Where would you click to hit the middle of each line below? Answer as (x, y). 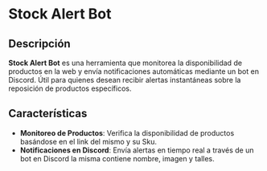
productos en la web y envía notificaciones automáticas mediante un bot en (134, 71)
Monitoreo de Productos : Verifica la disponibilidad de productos (127, 132)
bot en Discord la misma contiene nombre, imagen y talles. (117, 158)
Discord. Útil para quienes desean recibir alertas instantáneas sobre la (125, 80)
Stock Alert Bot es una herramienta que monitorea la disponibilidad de (125, 63)
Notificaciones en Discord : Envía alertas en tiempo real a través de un (137, 150)
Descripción (39, 44)
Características (48, 114)
